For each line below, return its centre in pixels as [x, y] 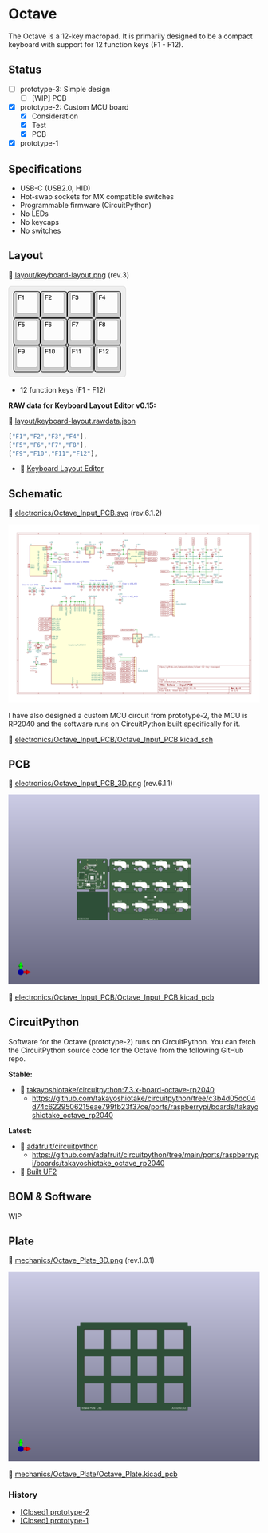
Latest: [20, 1130]
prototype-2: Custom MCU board [74, 107]
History [23, 1495]
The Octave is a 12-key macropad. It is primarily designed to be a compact [130, 36]
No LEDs [34, 214]
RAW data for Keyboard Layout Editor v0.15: [82, 405]
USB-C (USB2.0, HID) [55, 188]
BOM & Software [50, 1197]
